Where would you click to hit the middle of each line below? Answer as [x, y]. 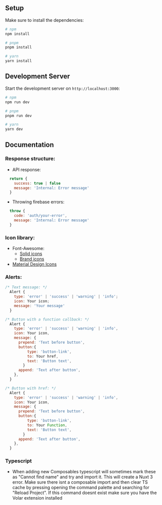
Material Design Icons [34, 264]
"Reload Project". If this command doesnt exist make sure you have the [84, 493]
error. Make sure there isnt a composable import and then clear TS [80, 482]
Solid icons [31, 254]
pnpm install [19, 47]
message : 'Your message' [40, 306]
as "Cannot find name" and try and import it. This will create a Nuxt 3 [82, 477]
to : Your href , [42, 356]
